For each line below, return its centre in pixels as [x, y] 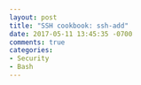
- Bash [21, 67]
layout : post [33, 17]
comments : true [37, 42]
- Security [29, 58]
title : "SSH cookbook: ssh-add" [69, 26]
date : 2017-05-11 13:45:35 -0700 [71, 34]
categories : [31, 50]
